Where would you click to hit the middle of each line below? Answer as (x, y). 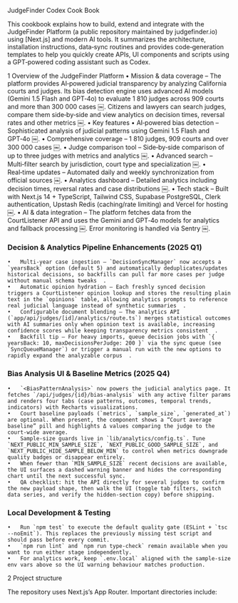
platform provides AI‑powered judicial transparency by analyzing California (117, 83)
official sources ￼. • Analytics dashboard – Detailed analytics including (112, 180)
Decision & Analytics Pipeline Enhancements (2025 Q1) (105, 247)
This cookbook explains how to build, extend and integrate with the (106, 24)
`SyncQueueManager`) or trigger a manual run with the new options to (114, 350)
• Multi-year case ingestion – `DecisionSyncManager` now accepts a (114, 262)
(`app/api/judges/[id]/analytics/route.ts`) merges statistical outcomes (119, 318)
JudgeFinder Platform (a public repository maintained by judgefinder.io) (113, 32)
